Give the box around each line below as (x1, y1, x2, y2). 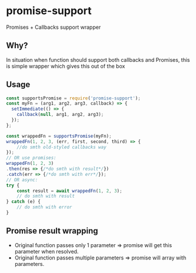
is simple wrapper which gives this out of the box (6, 62, 125, 69)
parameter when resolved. (14, 248, 79, 255)
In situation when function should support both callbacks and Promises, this (6, 56, 190, 63)
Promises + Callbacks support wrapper (6, 24, 101, 31)
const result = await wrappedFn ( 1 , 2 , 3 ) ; (16, 188, 122, 194)
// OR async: (6, 177, 38, 183)
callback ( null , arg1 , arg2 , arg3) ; (16, 112, 104, 118)
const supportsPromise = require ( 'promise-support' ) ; (6, 95, 141, 101)
